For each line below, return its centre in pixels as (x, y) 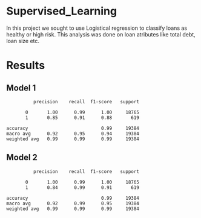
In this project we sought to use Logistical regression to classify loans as (97, 28)
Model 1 (21, 88)
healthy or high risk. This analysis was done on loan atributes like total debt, (101, 34)
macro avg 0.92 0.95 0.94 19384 (73, 134)
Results (26, 66)
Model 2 (22, 158)
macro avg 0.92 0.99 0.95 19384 (73, 203)
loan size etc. (23, 41)
